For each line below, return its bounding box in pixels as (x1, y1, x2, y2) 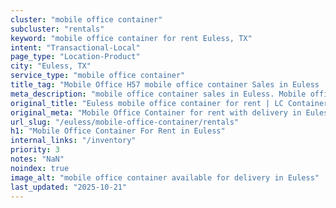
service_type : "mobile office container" (10, 71, 186, 81)
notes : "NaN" (10, 154, 65, 164)
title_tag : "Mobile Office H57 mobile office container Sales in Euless (10, 80, 320, 90)
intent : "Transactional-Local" (10, 42, 141, 53)
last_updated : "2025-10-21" (10, 182, 128, 192)
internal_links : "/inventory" (10, 136, 137, 146)
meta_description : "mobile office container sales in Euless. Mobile (10, 89, 307, 99)
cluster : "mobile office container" (10, 14, 163, 25)
